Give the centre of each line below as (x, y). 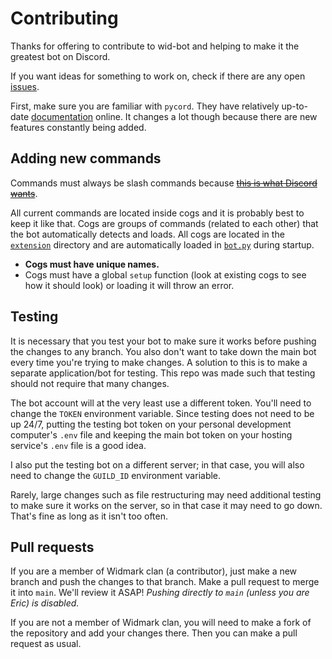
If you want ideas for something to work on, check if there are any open (158, 76)
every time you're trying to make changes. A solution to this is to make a (159, 362)
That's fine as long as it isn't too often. (89, 516)
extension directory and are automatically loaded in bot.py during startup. (162, 244)
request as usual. (46, 644)
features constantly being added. (78, 127)
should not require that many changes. (90, 383)
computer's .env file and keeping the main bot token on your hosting (151, 434)
